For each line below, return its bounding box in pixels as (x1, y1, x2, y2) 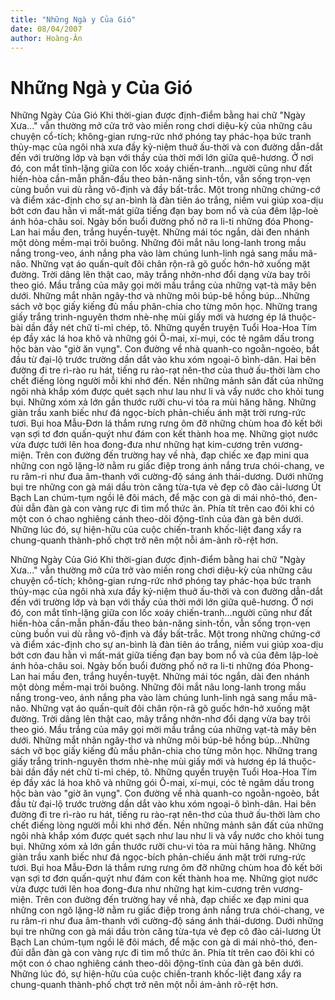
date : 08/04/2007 (10, 24, 83, 34)
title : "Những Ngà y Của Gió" (10, 14, 137, 25)
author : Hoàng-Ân (10, 33, 83, 43)
